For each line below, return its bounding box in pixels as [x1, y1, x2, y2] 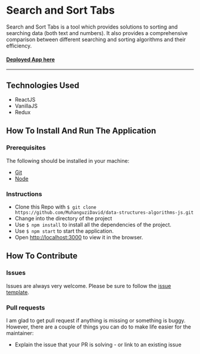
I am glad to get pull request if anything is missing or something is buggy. [6, 317, 186, 324]
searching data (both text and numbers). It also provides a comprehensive [6, 29, 188, 36]
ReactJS [14, 96, 36, 103]
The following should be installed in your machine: [6, 157, 130, 164]
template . [6, 289, 30, 296]
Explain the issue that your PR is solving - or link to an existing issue [14, 341, 182, 348]
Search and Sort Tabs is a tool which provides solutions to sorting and [6, 23, 178, 30]
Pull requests [6, 304, 45, 312]
